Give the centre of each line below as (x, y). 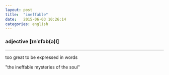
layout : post (19, 10)
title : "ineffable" (27, 15)
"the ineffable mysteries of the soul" (43, 67)
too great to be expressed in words (41, 57)
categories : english (27, 24)
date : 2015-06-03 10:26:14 (36, 19)
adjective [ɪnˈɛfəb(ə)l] (32, 42)
